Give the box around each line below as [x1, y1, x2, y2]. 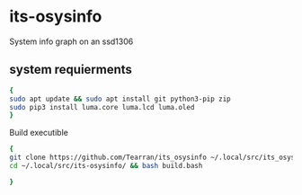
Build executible [9, 128, 69, 138]
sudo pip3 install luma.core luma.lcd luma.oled [9, 102, 195, 111]
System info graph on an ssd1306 [9, 36, 134, 47]
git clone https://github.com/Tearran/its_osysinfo [9, 153, 207, 163]
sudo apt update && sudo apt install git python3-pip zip [9, 94, 231, 103]
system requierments [9, 62, 133, 77]
